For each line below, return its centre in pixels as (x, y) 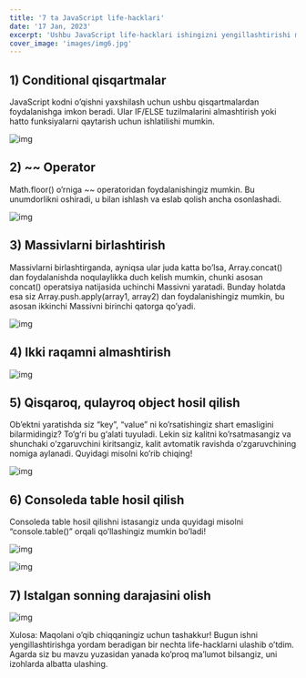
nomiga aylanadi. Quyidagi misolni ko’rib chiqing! (101, 454)
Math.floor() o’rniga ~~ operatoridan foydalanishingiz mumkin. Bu (132, 189)
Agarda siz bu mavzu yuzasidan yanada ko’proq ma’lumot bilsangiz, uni (143, 654)
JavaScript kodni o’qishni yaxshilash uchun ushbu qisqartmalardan (134, 102)
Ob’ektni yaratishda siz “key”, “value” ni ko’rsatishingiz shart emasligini (142, 425)
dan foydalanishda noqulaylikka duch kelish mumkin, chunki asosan (137, 277)
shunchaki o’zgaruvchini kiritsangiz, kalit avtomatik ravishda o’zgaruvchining (153, 444)
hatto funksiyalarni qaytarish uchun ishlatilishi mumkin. (112, 121)
